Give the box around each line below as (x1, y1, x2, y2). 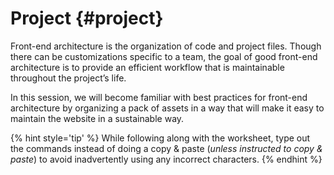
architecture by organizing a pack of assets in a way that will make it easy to (10, 102, 325, 114)
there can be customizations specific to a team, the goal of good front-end (10, 50, 318, 62)
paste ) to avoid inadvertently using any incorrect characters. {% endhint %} (10, 153, 323, 165)
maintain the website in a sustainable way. (10, 112, 185, 124)
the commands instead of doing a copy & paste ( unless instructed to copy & (10, 142, 323, 154)
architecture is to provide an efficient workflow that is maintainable (10, 61, 285, 73)
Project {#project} (10, 7, 164, 30)
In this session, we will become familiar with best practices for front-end (10, 91, 308, 103)
